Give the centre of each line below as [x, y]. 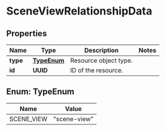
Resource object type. [101, 60]
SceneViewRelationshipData [79, 11]
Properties [27, 34]
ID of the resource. [97, 70]
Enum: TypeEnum [40, 92]
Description [101, 50]
